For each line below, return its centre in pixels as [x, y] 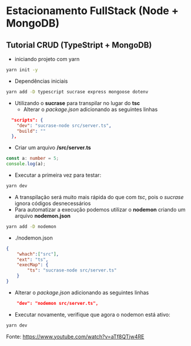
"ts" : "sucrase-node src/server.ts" [72, 271]
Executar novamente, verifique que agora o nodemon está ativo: [92, 314]
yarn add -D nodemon [31, 226]
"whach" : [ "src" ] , [38, 254]
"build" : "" [31, 131]
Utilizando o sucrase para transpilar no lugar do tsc [77, 103]
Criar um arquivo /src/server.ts [53, 147]
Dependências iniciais [41, 81]
